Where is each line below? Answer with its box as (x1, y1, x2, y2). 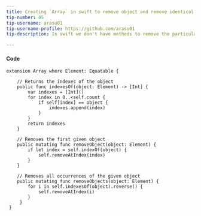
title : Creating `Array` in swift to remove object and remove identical (6, 8, 194, 15)
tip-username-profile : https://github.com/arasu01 (6, 25, 135, 32)
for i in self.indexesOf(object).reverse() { (28, 184, 144, 190)
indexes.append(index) (48, 105, 106, 111)
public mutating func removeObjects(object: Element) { (17, 178, 160, 185)
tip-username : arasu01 (6, 20, 63, 26)
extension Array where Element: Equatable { (6, 68, 119, 74)
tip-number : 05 (6, 14, 44, 20)
